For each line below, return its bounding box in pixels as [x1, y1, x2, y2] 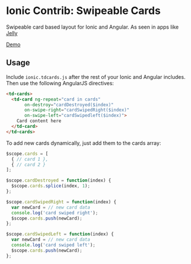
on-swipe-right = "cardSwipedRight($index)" [24, 107, 130, 113]
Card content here [16, 118, 62, 124]
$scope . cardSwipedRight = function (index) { [6, 199, 117, 205]
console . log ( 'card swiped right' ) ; [11, 210, 98, 216]
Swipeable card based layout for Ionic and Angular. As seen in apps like [6, 23, 179, 30]
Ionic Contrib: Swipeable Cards [6, 4, 161, 18]
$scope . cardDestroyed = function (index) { [6, 178, 111, 183]
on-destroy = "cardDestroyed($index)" [24, 102, 114, 107]
